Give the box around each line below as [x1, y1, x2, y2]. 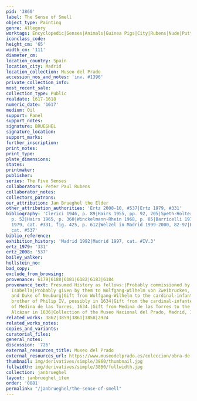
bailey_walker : [6, 255, 43, 260]
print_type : [6, 151, 35, 156]
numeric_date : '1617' [6, 101, 59, 108]
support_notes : [6, 118, 43, 124]
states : [6, 162, 25, 168]
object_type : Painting [6, 19, 62, 25]
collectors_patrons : [6, 195, 57, 200]
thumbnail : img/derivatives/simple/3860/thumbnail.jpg [6, 358, 143, 365]
